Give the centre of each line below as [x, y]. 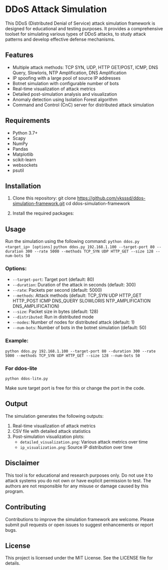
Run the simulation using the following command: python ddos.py [72, 241]
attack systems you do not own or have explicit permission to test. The [78, 480]
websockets [25, 165]
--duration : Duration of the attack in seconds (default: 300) [74, 285]
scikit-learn [24, 159]
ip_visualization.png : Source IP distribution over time [76, 447]
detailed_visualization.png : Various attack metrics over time [84, 441]
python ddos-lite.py [27, 379]
